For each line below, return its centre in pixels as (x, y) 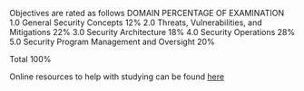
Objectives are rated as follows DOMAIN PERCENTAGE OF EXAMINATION (147, 13)
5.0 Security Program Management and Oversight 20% (112, 41)
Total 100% (30, 59)
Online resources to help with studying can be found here (117, 77)
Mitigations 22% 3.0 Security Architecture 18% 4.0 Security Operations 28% (152, 32)
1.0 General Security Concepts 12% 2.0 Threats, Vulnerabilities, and (136, 23)
